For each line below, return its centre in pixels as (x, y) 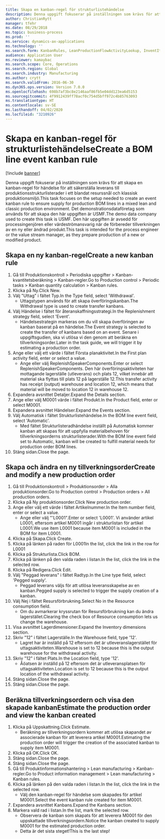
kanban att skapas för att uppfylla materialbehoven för (75, 431)
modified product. (24, 240)
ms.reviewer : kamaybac (29, 60)
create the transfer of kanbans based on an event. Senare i (79, 332)
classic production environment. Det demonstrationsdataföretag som (75, 208)
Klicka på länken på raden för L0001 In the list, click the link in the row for (86, 544)
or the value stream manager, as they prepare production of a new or (75, 234)
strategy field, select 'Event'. (41, 316)
